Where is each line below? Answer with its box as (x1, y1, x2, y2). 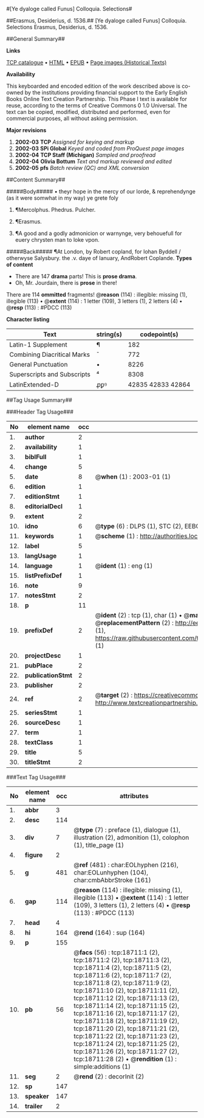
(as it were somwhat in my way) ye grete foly (6, 194, 118, 202)
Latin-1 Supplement (9, 340, 68, 349)
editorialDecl (25, 502, 63, 510)
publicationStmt (25, 671, 73, 680)
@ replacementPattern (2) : (95, 619, 174, 627)
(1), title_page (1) (73, 841, 124, 849)
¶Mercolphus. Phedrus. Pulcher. (15, 206, 96, 213)
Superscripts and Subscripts (9, 370, 91, 378)
